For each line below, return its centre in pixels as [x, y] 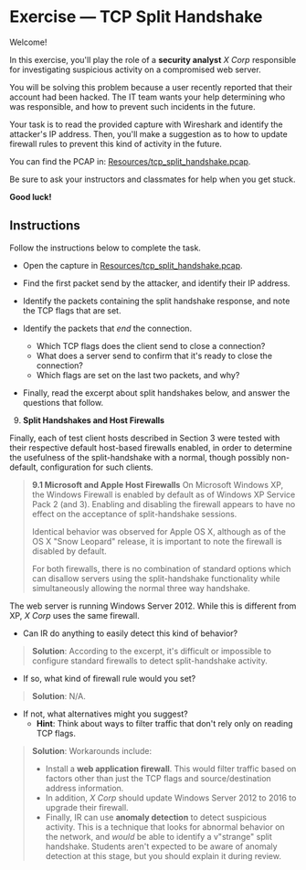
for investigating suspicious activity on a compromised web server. [136, 69]
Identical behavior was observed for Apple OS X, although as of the [158, 531]
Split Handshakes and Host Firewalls [94, 420]
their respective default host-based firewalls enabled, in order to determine [151, 447]
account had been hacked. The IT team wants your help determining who [148, 97]
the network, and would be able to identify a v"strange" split [158, 836]
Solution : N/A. [59, 695]
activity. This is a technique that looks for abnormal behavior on [165, 827]
